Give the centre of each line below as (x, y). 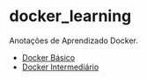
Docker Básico (48, 57)
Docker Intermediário (60, 67)
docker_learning (70, 16)
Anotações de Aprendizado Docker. (74, 40)
